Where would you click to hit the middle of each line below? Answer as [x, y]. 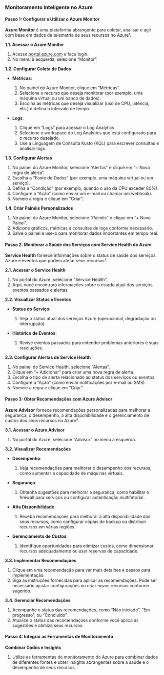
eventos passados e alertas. [41, 290]
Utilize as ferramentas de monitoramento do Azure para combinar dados [85, 657]
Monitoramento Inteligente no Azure [49, 7]
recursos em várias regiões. [47, 526]
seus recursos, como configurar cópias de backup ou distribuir [83, 522]
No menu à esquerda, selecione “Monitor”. [55, 59]
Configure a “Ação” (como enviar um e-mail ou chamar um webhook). [82, 194]
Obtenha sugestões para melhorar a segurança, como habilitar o [84, 492]
